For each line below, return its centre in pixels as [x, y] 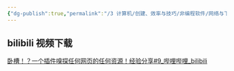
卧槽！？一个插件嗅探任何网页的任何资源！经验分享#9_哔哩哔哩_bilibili [107, 61]
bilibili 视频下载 [40, 43]
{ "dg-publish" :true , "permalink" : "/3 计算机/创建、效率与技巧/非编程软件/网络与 [116, 13]
